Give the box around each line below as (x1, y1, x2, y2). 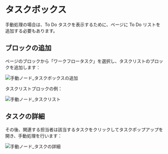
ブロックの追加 (5, 44, 52, 52)
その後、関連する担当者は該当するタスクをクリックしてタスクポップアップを (5, 126, 163, 132)
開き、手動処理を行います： (5, 132, 63, 138)
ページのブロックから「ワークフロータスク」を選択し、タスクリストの (5, 58, 150, 64)
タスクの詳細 (5, 112, 45, 121)
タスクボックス (5, 4, 67, 15)
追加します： (14, 64, 41, 70)
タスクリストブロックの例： (5, 85, 63, 91)
